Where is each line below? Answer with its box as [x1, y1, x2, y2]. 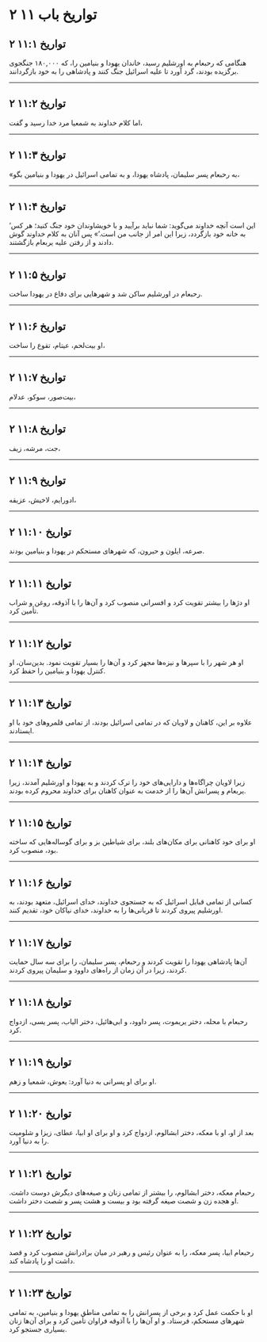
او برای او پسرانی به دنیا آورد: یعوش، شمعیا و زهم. [9, 1076, 157, 1086]
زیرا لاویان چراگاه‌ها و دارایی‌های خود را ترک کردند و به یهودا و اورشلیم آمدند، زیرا [9, 777, 245, 786]
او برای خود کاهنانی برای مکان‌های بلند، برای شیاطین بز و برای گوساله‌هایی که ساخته [9, 837, 256, 847]
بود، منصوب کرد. [9, 846, 59, 855]
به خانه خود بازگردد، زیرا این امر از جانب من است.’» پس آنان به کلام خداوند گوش [9, 229, 246, 239]
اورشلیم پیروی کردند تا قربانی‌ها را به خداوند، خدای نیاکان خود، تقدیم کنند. [9, 905, 223, 915]
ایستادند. [9, 725, 35, 735]
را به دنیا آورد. [9, 1136, 50, 1146]
